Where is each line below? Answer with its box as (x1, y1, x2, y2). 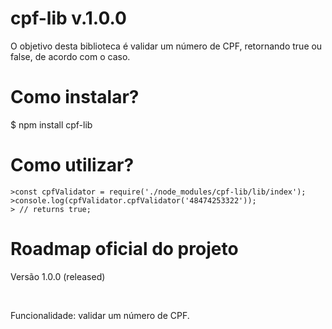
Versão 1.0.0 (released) (10, 270, 106, 282)
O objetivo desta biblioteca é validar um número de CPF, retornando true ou (10, 40, 323, 52)
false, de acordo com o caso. (10, 50, 131, 62)
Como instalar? (10, 86, 140, 109)
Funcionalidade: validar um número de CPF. (10, 309, 190, 321)
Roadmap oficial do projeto (10, 238, 239, 260)
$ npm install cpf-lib (10, 118, 93, 131)
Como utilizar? (10, 154, 135, 177)
